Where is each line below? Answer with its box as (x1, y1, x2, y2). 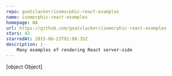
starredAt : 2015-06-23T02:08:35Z (6, 36, 88, 42)
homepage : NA (6, 19, 38, 25)
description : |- (6, 42, 46, 48)
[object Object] (6, 63, 43, 70)
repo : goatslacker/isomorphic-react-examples (6, 8, 119, 15)
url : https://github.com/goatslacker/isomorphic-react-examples (6, 25, 167, 31)
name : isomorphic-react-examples (6, 14, 88, 20)
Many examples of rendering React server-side (16, 47, 133, 53)
